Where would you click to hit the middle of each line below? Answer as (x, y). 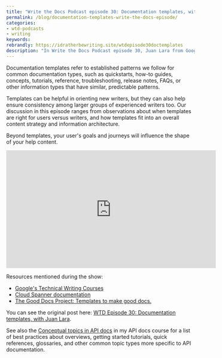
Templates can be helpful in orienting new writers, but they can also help (96, 98)
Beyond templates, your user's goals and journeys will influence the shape (98, 135)
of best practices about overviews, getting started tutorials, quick (87, 336)
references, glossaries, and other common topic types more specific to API (99, 343)
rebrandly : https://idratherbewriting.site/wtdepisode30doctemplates (95, 45)
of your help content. (32, 142)
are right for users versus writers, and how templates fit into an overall (93, 117)
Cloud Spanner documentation (53, 295)
